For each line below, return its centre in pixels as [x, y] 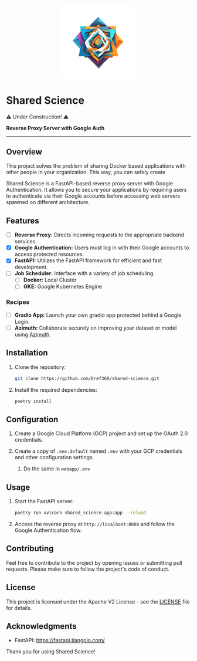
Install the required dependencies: [56, 389]
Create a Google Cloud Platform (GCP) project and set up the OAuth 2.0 [101, 433]
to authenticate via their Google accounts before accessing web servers [93, 196]
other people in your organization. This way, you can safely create [86, 172]
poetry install [33, 401]
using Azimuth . [33, 334]
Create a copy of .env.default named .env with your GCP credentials [98, 451]
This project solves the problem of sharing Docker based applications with [96, 166]
